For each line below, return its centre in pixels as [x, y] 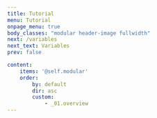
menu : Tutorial [29, 20]
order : [29, 78]
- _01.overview [66, 104]
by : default [50, 84]
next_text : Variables [39, 46]
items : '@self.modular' [54, 71]
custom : [43, 97]
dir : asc [45, 91]
